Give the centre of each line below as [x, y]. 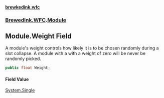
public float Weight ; [28, 68]
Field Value [17, 79]
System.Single [20, 90]
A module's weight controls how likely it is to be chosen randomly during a [82, 48]
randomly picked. [23, 59]
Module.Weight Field [38, 36]
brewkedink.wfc [23, 7]
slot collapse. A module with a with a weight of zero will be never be [75, 53]
